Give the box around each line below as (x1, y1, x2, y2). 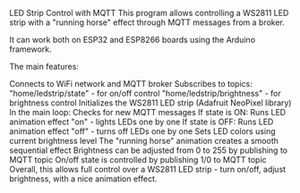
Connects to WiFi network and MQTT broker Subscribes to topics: (9, 79, 253, 88)
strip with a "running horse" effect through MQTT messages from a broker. (9, 17, 285, 28)
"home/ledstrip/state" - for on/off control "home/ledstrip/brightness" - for (9, 88, 282, 98)
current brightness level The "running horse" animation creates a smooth (9, 136, 279, 146)
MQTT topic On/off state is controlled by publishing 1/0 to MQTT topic (9, 155, 267, 164)
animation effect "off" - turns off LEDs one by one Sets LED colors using (9, 126, 276, 137)
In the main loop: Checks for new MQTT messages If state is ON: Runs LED (9, 107, 287, 117)
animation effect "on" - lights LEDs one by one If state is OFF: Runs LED (9, 116, 274, 127)
